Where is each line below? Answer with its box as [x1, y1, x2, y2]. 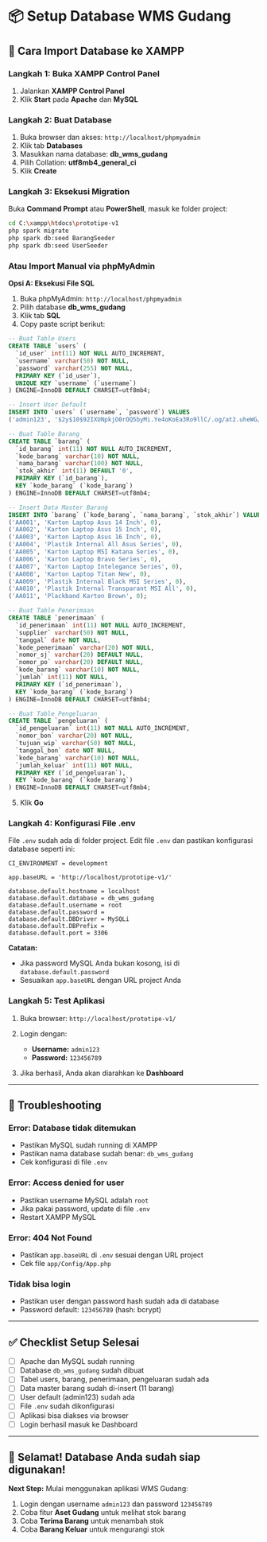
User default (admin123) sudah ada [19, 1392, 135, 1402]
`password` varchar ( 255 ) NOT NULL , [15, 364, 133, 372]
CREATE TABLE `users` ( [8, 342, 87, 351]
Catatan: [8, 943, 38, 953]
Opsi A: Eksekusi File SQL [8, 278, 95, 288]
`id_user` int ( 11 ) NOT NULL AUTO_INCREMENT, [15, 350, 165, 358]
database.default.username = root [8, 901, 123, 910]
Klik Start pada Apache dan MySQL [19, 94, 139, 104]
